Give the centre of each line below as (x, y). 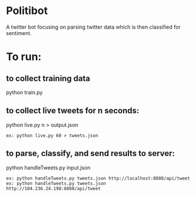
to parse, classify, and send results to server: (90, 153)
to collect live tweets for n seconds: (73, 111)
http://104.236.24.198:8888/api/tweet (53, 188)
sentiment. (19, 33)
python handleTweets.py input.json (48, 167)
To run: (24, 57)
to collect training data (48, 78)
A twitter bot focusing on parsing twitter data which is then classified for (93, 27)
